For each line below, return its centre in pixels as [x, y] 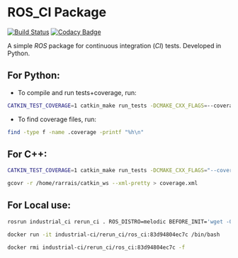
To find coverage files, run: [57, 119]
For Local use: [39, 205]
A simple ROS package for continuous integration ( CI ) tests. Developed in [114, 45]
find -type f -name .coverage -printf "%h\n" [75, 132]
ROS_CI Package [57, 12]
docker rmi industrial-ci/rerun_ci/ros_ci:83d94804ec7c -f [96, 247]
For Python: [34, 75]
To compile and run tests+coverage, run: [77, 92]
